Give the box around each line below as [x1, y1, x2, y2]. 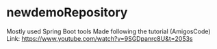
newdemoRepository [6, 5, 128, 20]
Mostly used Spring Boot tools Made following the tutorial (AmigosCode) [6, 27, 211, 35]
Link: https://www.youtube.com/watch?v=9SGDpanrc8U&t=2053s [6, 34, 193, 42]
